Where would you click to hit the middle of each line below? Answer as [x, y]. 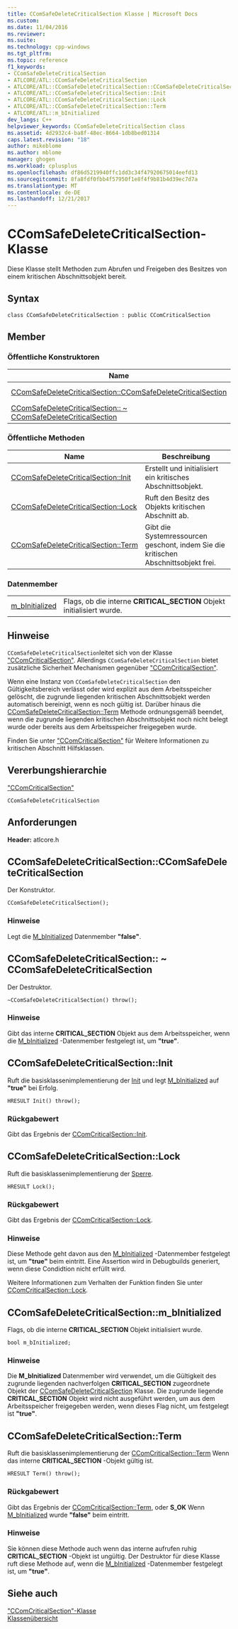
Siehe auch [33, 1594]
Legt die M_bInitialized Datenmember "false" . [74, 936]
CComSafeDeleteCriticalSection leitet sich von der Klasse [90, 652]
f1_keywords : [27, 67]
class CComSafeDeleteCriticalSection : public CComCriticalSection [109, 315]
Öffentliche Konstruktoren [53, 357]
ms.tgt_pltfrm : [30, 54]
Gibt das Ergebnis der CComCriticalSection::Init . [77, 1134]
